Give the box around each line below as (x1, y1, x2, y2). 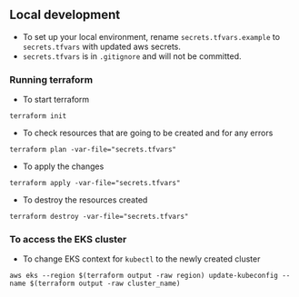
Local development (9, 7, 121, 23)
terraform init (9, 112, 67, 121)
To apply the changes (22, 161, 105, 172)
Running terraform (9, 73, 94, 85)
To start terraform (22, 94, 90, 105)
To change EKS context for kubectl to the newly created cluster (22, 253, 261, 264)
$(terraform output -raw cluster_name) (29, 279, 181, 289)
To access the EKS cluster (9, 233, 127, 246)
